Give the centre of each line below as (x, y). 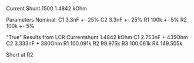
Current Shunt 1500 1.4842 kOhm (46, 8)
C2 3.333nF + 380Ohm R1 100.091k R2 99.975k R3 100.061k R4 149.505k (94, 43)
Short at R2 (20, 55)
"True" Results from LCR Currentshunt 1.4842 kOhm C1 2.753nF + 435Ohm (97, 37)
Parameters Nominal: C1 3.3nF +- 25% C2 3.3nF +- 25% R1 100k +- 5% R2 (96, 20)
